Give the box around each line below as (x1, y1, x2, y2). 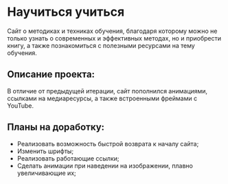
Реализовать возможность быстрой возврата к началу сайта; (16, 139, 199, 148)
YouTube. (7, 101, 34, 110)
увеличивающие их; (16, 169, 77, 177)
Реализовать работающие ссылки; (16, 154, 119, 162)
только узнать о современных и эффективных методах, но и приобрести (7, 34, 222, 42)
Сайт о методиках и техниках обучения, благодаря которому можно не (7, 27, 218, 35)
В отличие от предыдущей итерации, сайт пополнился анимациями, (7, 87, 208, 95)
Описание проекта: (7, 69, 95, 80)
